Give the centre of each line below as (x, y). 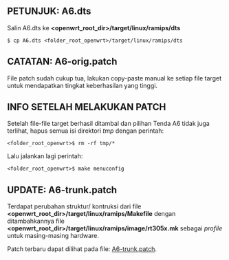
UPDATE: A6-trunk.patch (62, 189)
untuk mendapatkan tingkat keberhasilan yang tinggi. (83, 85)
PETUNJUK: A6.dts (49, 11)
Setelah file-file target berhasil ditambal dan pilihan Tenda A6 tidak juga (108, 124)
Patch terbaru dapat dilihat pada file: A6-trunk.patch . (82, 249)
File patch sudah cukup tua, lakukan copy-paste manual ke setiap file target (115, 78)
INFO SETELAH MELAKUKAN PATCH (87, 107)
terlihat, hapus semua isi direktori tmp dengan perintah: (85, 131)
